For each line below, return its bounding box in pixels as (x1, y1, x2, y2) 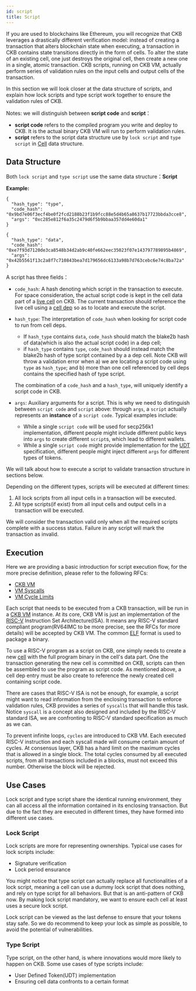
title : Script (6, 14, 41, 20)
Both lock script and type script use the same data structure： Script (6, 173, 178, 180)
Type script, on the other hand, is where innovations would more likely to (6, 954, 181, 961)
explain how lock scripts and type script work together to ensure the (6, 91, 171, 98)
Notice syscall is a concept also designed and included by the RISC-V (6, 708, 176, 715)
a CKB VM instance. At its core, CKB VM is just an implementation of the (6, 611, 180, 618)
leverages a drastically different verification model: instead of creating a (6, 36, 180, 43)
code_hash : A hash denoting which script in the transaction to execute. (14, 285, 183, 293)
